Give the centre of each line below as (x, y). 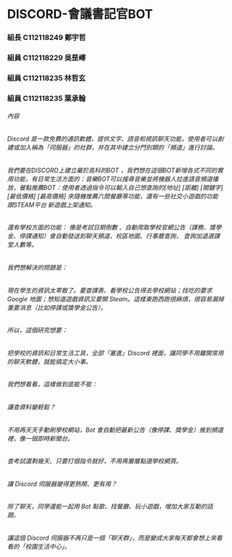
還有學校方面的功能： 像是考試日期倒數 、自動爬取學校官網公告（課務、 (108, 227)
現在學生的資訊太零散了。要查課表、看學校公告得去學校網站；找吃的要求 (109, 290)
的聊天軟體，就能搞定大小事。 (49, 361)
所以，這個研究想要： (37, 330)
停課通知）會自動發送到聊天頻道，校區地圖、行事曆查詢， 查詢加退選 (116, 236)
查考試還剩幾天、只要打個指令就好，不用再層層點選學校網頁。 (95, 461)
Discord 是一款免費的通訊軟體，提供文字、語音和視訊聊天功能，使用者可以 (113, 139)
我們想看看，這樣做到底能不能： (52, 384)
